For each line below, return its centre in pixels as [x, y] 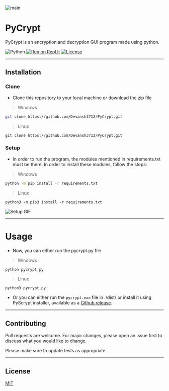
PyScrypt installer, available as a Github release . [62, 303]
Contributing [26, 323]
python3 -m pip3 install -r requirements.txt [54, 202]
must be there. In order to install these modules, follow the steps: [80, 164]
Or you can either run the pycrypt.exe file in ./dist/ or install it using [82, 297]
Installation [23, 72]
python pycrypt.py [24, 269]
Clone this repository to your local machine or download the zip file [82, 98]
